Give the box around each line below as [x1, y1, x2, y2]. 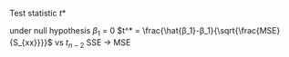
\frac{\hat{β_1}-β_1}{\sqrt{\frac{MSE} [142, 25, 281, 35]
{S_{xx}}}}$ [9, 36, 53, 48]
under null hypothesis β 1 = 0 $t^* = [9, 25, 141, 38]
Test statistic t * [9, 8, 67, 18]
